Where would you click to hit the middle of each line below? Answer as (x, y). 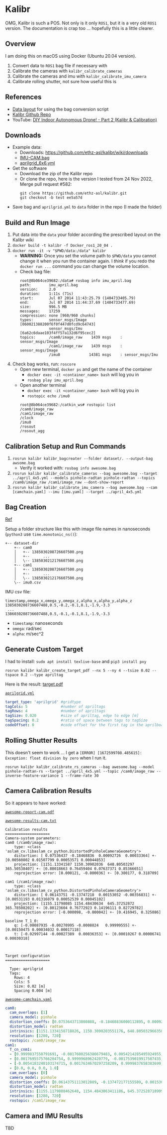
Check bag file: (35, 272)
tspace (12, 675)
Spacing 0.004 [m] (33, 991)
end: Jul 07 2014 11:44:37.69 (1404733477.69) (78, 303)
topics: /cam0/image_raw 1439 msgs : (71, 338)
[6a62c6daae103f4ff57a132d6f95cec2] (58, 333)
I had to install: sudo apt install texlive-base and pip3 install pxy (76, 661)
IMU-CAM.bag (35, 158)
